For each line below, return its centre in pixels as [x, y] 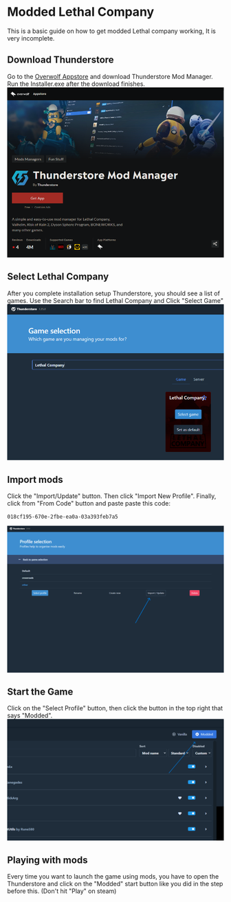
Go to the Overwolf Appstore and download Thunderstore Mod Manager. [110, 76]
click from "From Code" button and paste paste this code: [89, 503]
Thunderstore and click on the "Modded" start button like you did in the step [115, 884]
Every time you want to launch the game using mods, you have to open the [113, 877]
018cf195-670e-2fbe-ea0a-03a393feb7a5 [63, 517]
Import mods [35, 479]
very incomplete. [31, 38]
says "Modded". [30, 716]
